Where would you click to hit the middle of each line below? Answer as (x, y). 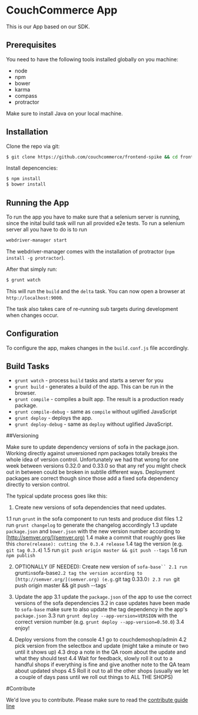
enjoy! (22, 628)
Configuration (32, 334)
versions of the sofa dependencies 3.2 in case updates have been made (102, 603)
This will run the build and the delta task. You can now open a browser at (96, 291)
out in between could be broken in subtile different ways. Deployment (90, 472)
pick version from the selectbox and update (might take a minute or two (101, 646)
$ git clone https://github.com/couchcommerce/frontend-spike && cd (92, 157)
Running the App (38, 203)
